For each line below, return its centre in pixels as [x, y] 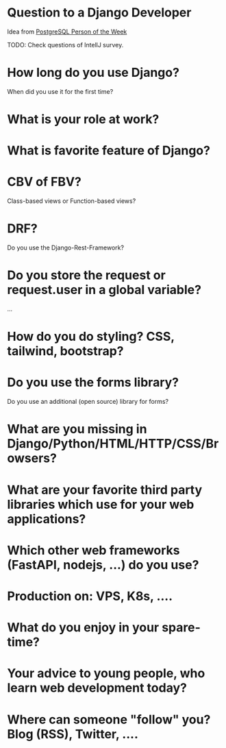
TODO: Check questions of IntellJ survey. [65, 45]
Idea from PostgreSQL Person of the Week [67, 32]
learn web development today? [97, 688]
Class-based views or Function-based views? [72, 201]
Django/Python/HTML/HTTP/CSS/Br [113, 444]
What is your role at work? [83, 120]
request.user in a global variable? [104, 290]
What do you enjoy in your [83, 628]
